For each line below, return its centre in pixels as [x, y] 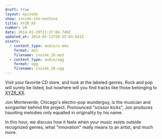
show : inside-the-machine [31, 19]
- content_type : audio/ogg [37, 60]
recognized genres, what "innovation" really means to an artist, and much [79, 127]
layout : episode [21, 14]
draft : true [17, 10]
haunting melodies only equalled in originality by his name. [64, 112]
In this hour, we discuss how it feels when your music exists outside [73, 122]
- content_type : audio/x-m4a [39, 46]
